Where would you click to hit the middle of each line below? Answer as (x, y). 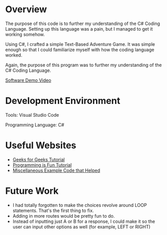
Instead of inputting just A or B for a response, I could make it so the (84, 221)
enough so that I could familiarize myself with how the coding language (80, 49)
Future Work (32, 191)
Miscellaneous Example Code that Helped (56, 170)
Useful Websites (41, 146)
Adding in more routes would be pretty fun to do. (64, 216)
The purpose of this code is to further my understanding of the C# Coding (83, 23)
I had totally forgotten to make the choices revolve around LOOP (80, 205)
